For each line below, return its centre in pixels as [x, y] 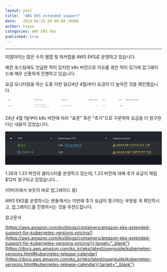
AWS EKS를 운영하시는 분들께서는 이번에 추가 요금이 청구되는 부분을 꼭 [74, 200]
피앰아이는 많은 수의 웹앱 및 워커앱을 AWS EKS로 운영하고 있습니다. [70, 57]
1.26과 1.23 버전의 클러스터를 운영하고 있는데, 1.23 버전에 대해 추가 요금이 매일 [81, 173]
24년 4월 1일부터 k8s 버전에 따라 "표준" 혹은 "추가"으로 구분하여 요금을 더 [77, 118]
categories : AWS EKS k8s [31, 32]
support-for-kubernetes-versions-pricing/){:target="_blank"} [68, 243]
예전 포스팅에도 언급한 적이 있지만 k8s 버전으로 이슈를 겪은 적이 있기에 [73, 67]
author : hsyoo [20, 26]
